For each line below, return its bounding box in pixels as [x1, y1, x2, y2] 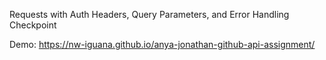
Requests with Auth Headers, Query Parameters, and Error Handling [9, 9, 290, 20]
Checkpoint [9, 19, 57, 31]
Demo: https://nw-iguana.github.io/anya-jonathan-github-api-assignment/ [9, 39, 316, 50]
